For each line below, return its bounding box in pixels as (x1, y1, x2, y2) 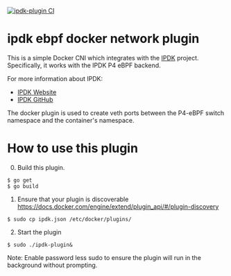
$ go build (7, 182, 39, 190)
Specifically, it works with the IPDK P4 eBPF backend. (7, 61, 161, 69)
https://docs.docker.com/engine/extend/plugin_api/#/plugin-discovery (17, 202, 219, 211)
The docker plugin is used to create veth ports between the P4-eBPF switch (7, 108, 224, 117)
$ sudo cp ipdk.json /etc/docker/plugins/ (7, 216, 132, 223)
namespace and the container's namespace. (7, 116, 135, 124)
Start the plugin (17, 227, 62, 236)
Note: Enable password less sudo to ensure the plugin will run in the (7, 253, 201, 261)
